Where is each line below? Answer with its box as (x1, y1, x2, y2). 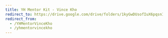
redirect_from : (5, 16, 37, 21)
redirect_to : (5, 12, 32, 17)
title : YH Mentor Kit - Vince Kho (5, 7, 77, 12)
